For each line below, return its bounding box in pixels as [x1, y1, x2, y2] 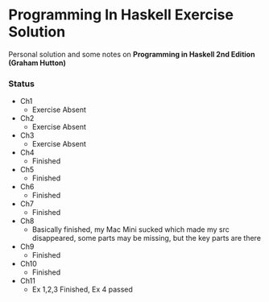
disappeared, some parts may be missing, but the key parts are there [31, 234, 262, 243]
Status [8, 78, 35, 89]
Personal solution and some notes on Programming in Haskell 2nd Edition [8, 49, 255, 59]
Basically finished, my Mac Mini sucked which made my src [31, 225, 230, 234]
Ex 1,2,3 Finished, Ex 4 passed [31, 284, 133, 295]
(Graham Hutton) [8, 58, 67, 68]
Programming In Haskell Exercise [8, 6, 234, 24]
